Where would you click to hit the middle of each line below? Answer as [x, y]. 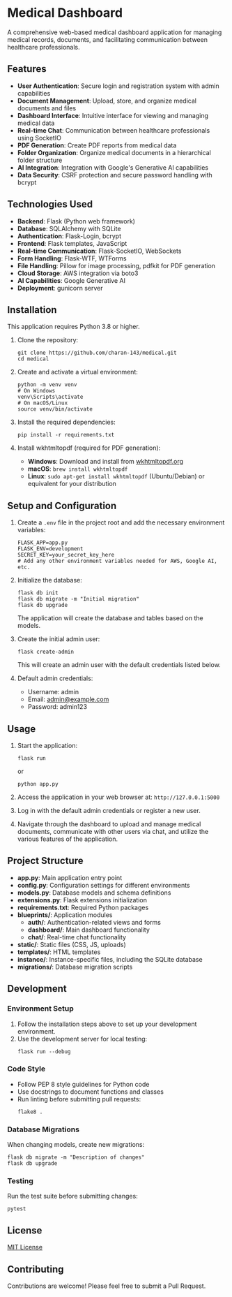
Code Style [26, 1069]
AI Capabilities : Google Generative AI [71, 280]
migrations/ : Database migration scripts [75, 967]
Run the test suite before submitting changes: [72, 1196]
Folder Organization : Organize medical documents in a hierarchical [114, 152]
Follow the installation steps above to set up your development [107, 1024]
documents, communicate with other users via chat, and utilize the [113, 831]
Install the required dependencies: [67, 422]
